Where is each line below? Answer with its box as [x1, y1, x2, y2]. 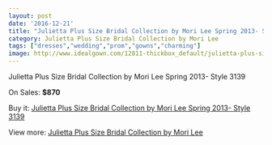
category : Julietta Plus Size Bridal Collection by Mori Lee [8, 34, 219, 43]
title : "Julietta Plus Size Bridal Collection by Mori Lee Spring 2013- [8, 27, 259, 35]
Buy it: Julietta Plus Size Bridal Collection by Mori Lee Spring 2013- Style [8, 103, 251, 113]
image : [8, 49, 31, 58]
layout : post [8, 11, 53, 20]
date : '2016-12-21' [8, 19, 74, 28]
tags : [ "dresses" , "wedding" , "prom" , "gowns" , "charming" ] [8, 42, 201, 50]
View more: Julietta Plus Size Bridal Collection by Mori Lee [8, 127, 204, 137]
